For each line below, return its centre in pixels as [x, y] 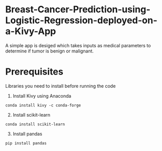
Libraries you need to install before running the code [61, 86]
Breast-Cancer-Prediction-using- [78, 10]
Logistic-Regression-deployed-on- [81, 20]
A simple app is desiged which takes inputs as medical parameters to [78, 45]
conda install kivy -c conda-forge [43, 105]
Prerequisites [34, 72]
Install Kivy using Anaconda [42, 96]
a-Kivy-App [31, 31]
